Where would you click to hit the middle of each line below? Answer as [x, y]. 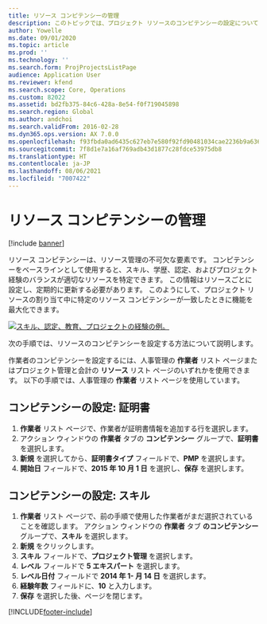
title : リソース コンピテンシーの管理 [64, 16]
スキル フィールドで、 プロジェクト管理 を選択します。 [108, 556]
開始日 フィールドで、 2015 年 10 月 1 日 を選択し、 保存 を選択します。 [134, 468]
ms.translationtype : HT [48, 156]
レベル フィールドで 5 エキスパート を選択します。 [102, 566]
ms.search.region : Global [51, 112]
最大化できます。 [36, 309]
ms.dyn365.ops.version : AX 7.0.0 [64, 134]
